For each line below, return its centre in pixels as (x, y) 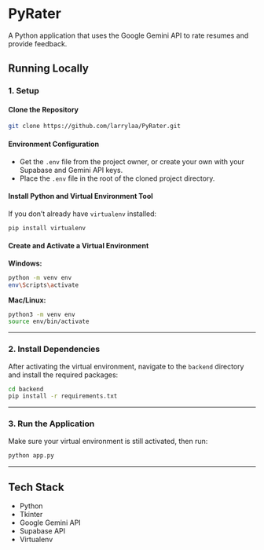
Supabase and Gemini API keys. (71, 170)
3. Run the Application (51, 423)
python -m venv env (40, 277)
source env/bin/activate (49, 322)
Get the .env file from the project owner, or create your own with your (132, 161)
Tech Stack (36, 487)
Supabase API (42, 531)
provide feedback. (38, 43)
